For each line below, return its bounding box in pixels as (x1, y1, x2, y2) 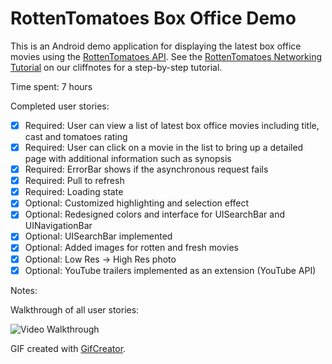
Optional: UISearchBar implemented (24, 230, 173, 242)
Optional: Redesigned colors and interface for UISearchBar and (24, 208, 285, 221)
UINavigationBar (24, 220, 93, 232)
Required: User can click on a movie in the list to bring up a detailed (24, 142, 304, 153)
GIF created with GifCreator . (10, 342, 127, 354)
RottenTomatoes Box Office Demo (10, 7, 297, 30)
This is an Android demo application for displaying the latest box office (10, 40, 302, 52)
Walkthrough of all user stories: (10, 303, 140, 316)
